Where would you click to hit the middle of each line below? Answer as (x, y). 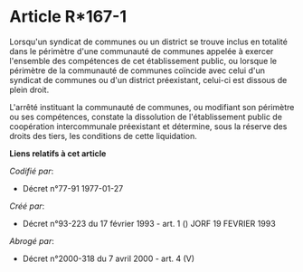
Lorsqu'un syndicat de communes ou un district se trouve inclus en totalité (148, 42)
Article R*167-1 (68, 17)
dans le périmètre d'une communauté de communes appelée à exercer (142, 51)
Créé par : (27, 206)
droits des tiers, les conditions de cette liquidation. (103, 136)
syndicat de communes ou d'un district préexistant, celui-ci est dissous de (148, 80)
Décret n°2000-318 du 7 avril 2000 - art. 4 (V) (109, 258)
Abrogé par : (32, 240)
